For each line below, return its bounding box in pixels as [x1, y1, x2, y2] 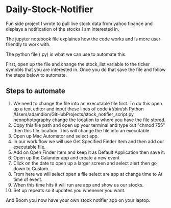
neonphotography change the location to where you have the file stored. [13, 117, 166, 123]
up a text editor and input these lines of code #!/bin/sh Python [13, 106, 144, 112]
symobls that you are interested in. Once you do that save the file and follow [6, 66, 166, 73]
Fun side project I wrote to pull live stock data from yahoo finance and [6, 20, 153, 27]
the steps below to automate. [6, 72, 67, 78]
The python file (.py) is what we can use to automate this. [6, 51, 127, 57]
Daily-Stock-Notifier [6, 4, 93, 15]
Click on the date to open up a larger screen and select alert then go [13, 160, 157, 166]
